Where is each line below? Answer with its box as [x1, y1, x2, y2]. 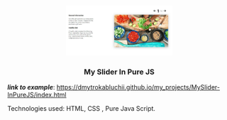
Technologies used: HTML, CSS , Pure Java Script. [7, 104, 156, 113]
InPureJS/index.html [7, 91, 67, 99]
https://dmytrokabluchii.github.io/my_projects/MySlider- [56, 83, 220, 92]
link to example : [7, 83, 55, 92]
